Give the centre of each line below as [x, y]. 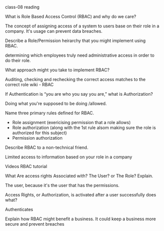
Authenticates [19, 209]
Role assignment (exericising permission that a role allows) [71, 122]
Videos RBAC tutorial [26, 166]
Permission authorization [37, 138]
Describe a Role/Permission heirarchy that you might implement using [75, 41]
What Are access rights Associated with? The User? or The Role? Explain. [79, 176]
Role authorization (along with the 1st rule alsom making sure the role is [84, 127]
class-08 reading [22, 7]
